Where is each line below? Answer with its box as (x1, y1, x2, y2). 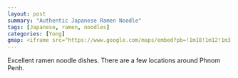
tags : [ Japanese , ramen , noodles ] (7, 23, 110, 30)
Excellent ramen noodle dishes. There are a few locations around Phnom (7, 56, 221, 65)
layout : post (7, 10, 46, 18)
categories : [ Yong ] (7, 30, 66, 38)
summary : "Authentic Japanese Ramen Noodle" (7, 17, 142, 24)
